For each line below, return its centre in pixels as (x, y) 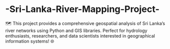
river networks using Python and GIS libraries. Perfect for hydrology (76, 30)
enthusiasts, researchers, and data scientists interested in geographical (80, 35)
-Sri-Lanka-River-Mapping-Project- (82, 9)
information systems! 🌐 (30, 41)
